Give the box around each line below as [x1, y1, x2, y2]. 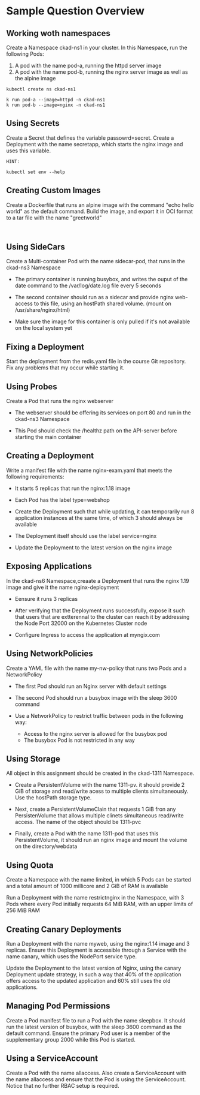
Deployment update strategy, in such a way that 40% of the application [6, 970, 181, 978]
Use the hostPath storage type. [14, 794, 92, 801]
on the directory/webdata [14, 843, 78, 850]
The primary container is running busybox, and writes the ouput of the [14, 276, 188, 283]
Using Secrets [6, 118, 60, 128]
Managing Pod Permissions [6, 1001, 110, 1011]
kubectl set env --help [6, 169, 66, 175]
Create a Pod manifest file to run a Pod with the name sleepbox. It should [6, 1016, 186, 1024]
